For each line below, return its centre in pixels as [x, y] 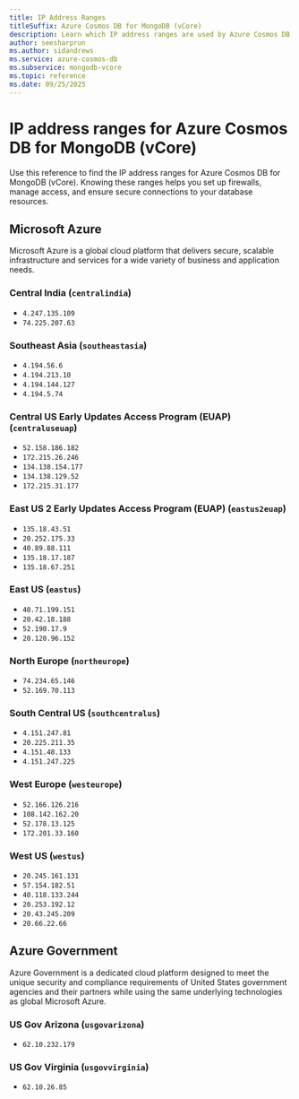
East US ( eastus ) [45, 590]
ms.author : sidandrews [51, 51]
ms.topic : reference [48, 76]
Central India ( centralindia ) [70, 293]
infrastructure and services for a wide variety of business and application [145, 260]
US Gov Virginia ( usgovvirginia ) [79, 1068]
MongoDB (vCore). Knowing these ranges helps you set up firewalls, [136, 182]
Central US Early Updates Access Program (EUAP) [120, 416]
